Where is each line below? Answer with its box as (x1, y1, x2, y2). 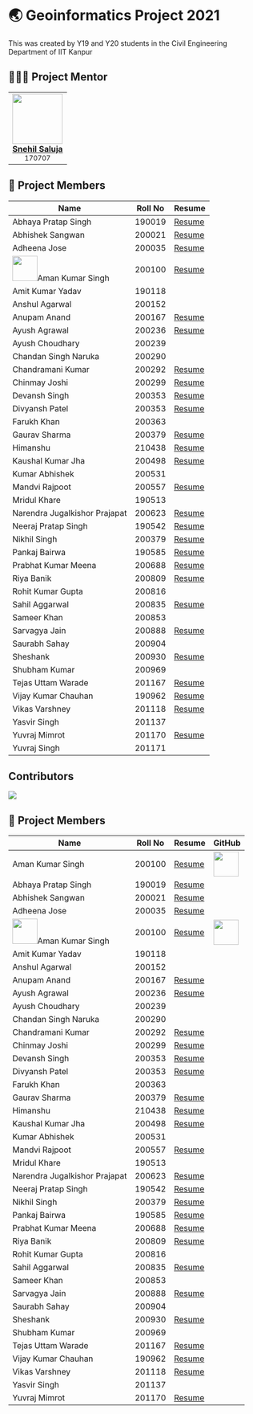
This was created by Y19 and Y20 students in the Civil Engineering (8, 38, 228, 48)
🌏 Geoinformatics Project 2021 (8, 6, 220, 25)
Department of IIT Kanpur (8, 47, 93, 56)
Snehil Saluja (12, 143, 63, 154)
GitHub (213, 837, 242, 848)
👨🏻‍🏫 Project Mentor (8, 70, 108, 84)
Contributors (8, 769, 74, 783)
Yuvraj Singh (12, 742, 60, 754)
